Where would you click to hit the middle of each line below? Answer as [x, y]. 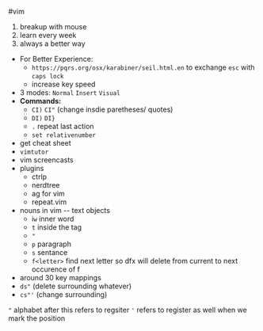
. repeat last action [63, 126]
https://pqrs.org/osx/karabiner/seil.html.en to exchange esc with [143, 67]
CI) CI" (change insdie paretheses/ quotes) [102, 109]
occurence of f [56, 269]
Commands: [40, 101]
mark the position [37, 318]
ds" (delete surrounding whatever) [76, 286]
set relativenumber [64, 135]
